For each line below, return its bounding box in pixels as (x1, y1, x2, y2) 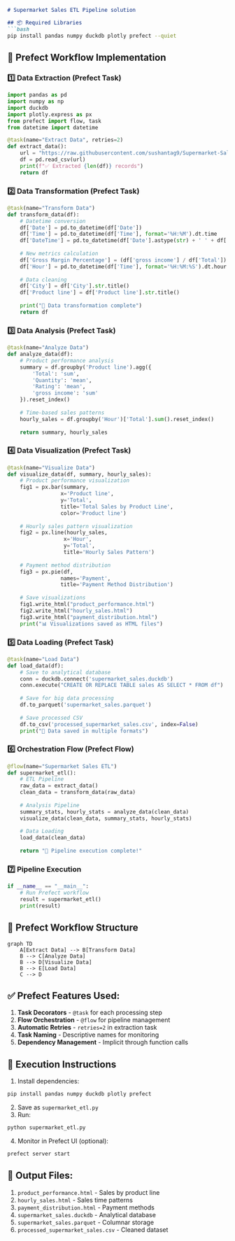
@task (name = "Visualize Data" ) (7, 464, 96, 471)
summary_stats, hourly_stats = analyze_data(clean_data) (20, 808, 190, 815)
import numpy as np (7, 98, 64, 105)
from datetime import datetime (7, 124, 99, 131)
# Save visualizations (20, 595, 86, 602)
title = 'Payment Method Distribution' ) (60, 581, 173, 588)
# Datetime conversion (20, 218, 86, 225)
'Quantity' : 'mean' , (32, 376, 92, 384)
